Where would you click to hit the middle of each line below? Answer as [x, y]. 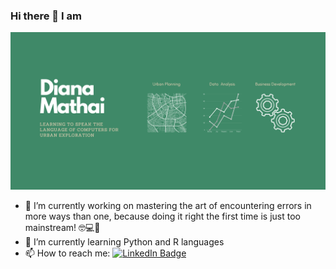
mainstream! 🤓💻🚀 [62, 228]
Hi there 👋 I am [46, 16]
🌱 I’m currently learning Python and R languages [124, 242]
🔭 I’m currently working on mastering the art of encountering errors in [168, 206]
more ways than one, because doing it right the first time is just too [162, 216]
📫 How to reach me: [67, 253]
